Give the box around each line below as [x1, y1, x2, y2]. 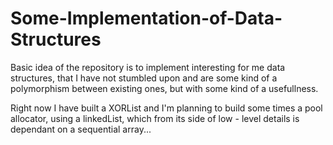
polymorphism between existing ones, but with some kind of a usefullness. [10, 82, 319, 94]
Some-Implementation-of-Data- [10, 7, 283, 30]
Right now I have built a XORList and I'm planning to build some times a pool [10, 102, 323, 114]
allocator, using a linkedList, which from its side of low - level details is [10, 112, 300, 124]
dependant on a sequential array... [10, 123, 152, 135]
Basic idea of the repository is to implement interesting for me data [10, 61, 286, 73]
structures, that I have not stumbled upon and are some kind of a [10, 72, 278, 84]
